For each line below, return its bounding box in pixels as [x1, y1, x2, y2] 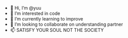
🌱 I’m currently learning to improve [10, 16, 83, 22]
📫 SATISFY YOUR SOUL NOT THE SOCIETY [10, 27, 104, 33]
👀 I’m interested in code [10, 10, 60, 16]
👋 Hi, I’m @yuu [10, 5, 41, 11]
